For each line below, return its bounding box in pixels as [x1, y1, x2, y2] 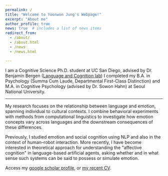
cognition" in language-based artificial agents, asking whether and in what [5, 149, 159, 155]
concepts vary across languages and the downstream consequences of [5, 118, 153, 125]
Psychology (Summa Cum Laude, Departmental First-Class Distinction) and [5, 78, 160, 84]
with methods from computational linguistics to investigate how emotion [5, 113, 153, 119]
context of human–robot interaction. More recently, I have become [5, 139, 141, 145]
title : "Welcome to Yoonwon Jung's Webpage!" [5, 12, 101, 17]
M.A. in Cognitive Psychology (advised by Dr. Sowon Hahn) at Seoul [5, 83, 145, 89]
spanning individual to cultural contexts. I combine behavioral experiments [5, 108, 158, 114]
